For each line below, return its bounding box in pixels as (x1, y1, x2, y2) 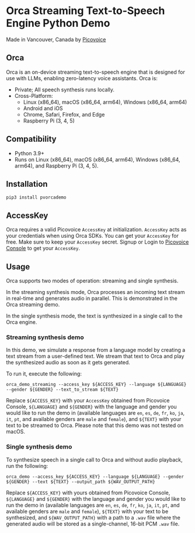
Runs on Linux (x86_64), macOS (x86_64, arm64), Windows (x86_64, (14, 156, 180, 163)
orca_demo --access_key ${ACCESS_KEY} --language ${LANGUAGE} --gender (6, 473, 184, 480)
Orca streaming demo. (6, 301, 60, 308)
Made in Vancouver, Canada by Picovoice (6, 36, 106, 43)
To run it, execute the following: (6, 370, 82, 377)
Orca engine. (6, 319, 37, 326)
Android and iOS (23, 104, 63, 112)
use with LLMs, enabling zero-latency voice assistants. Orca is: (6, 74, 158, 81)
